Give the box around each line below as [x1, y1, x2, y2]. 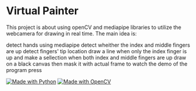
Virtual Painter [6, 4, 79, 18]
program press [6, 66, 43, 73]
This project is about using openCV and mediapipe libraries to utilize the [6, 24, 182, 31]
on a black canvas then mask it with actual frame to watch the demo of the [6, 60, 188, 67]
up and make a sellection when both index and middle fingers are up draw [6, 54, 187, 61]
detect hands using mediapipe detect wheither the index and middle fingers [6, 41, 191, 48]
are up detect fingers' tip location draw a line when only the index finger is [6, 47, 187, 54]
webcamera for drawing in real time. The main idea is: [6, 30, 137, 37]
